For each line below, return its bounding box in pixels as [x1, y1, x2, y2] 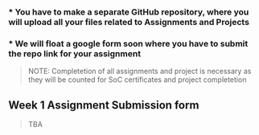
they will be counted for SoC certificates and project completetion [27, 75, 247, 84]
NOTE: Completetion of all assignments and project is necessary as [27, 67, 252, 76]
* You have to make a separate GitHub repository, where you [8, 6, 249, 18]
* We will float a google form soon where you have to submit [8, 38, 249, 49]
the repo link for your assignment [8, 47, 142, 59]
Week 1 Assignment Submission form [8, 98, 199, 112]
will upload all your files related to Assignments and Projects [8, 16, 249, 27]
